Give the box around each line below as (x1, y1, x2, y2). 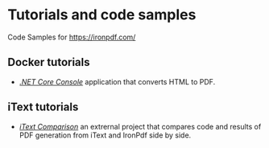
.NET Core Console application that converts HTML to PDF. (19, 76, 216, 86)
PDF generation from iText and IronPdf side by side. (19, 130, 192, 140)
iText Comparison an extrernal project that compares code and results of (19, 121, 262, 131)
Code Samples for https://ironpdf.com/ (7, 32, 136, 42)
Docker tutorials (7, 55, 90, 69)
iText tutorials (7, 101, 79, 114)
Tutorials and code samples (7, 6, 197, 24)
